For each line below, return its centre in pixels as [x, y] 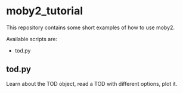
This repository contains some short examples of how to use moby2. [90, 27]
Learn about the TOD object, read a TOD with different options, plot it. [92, 83]
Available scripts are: [32, 39]
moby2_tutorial [45, 11]
